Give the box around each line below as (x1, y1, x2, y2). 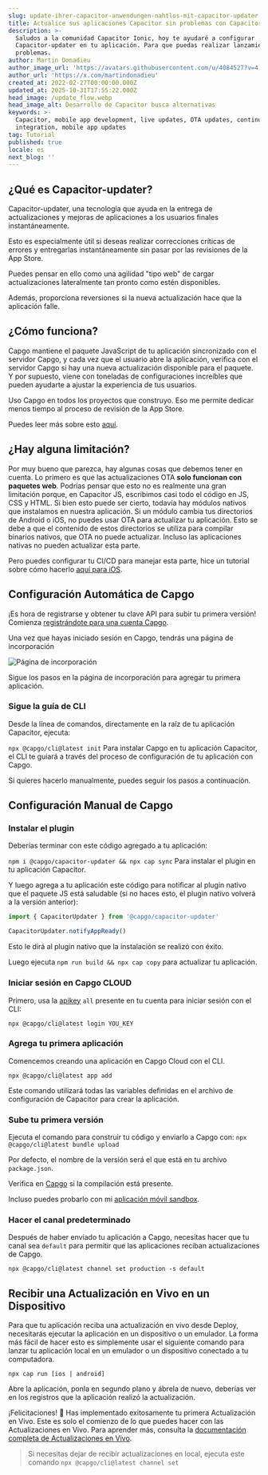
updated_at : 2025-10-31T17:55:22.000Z (8, 86, 137, 94)
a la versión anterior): (8, 897, 78, 907)
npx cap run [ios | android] (8, 1370, 105, 1378)
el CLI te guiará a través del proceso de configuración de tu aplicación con (8, 752, 254, 761)
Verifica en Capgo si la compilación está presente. (8, 1179, 174, 1188)
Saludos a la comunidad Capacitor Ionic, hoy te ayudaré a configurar (15, 34, 255, 42)
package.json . (8, 1164, 53, 1173)
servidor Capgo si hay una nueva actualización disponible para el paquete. (8, 363, 254, 372)
